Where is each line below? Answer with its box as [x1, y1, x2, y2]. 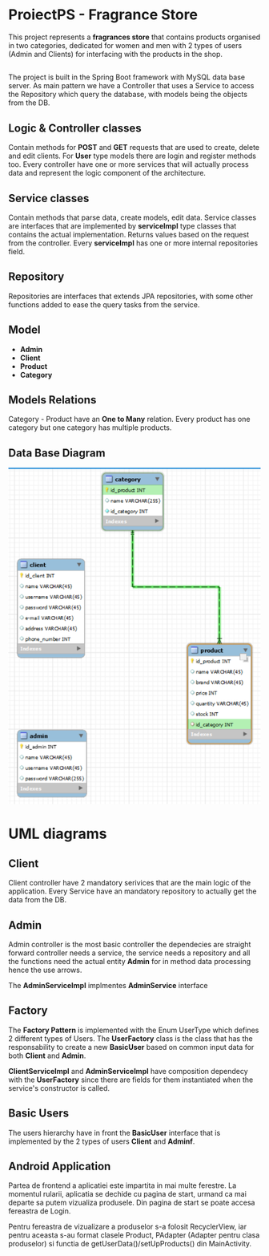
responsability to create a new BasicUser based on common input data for [8, 1042, 255, 1051]
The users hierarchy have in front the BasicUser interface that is [8, 1128, 221, 1137]
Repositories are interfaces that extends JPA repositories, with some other [8, 291, 254, 301]
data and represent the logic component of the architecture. [8, 168, 207, 178]
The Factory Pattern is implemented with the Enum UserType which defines [8, 1025, 259, 1035]
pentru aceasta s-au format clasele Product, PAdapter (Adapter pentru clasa [8, 1230, 260, 1240]
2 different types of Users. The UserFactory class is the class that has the [8, 1033, 254, 1043]
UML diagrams [8, 825, 107, 843]
